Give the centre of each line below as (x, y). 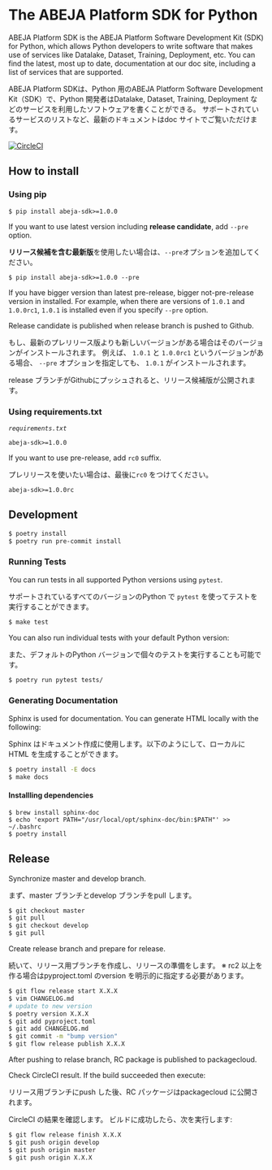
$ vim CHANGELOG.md (41, 998)
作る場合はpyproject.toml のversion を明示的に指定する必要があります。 (128, 976)
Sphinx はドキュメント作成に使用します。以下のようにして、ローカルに (127, 744)
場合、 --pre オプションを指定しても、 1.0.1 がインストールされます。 (133, 363)
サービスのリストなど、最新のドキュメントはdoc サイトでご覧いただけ (133, 119)
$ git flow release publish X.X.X (67, 1044)
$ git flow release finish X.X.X (65, 1135)
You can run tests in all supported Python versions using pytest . (116, 580)
